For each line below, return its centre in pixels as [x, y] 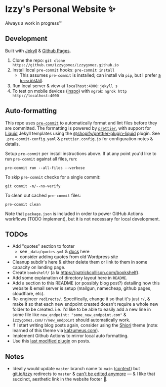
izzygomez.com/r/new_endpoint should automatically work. [71, 320]
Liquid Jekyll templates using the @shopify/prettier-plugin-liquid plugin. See [83, 133]
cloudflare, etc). [28, 294]
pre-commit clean [23, 204]
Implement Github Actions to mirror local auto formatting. [70, 336]
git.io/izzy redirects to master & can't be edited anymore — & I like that [84, 374]
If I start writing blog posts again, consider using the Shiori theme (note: [85, 325]
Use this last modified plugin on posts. [51, 341]
